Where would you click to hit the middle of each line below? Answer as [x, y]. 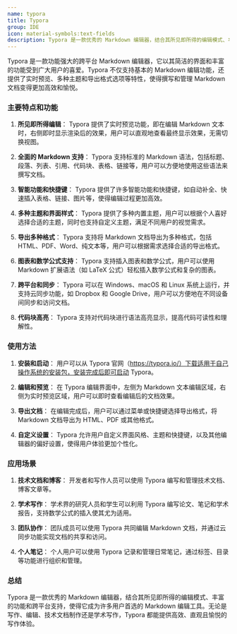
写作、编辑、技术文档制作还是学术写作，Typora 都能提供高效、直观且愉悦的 [117, 615]
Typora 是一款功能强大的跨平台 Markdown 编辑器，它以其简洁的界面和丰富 [116, 61]
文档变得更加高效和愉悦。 [44, 88]
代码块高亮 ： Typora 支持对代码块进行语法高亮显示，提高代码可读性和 [119, 318]
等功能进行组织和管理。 [51, 561]
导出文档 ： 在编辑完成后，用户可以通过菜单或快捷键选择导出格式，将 [117, 411]
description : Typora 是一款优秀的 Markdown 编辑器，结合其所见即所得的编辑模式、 [118, 40]
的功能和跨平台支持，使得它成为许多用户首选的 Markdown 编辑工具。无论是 [117, 606]
